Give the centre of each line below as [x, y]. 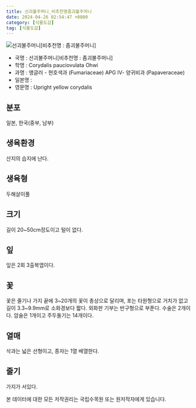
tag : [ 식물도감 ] [24, 28]
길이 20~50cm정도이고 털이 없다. [45, 229]
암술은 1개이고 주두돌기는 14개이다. [54, 316]
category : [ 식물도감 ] [30, 22]
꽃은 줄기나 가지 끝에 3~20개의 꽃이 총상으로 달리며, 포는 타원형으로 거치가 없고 [97, 301]
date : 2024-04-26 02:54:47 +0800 [47, 17]
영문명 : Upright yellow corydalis [53, 87]
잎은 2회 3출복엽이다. [31, 265]
